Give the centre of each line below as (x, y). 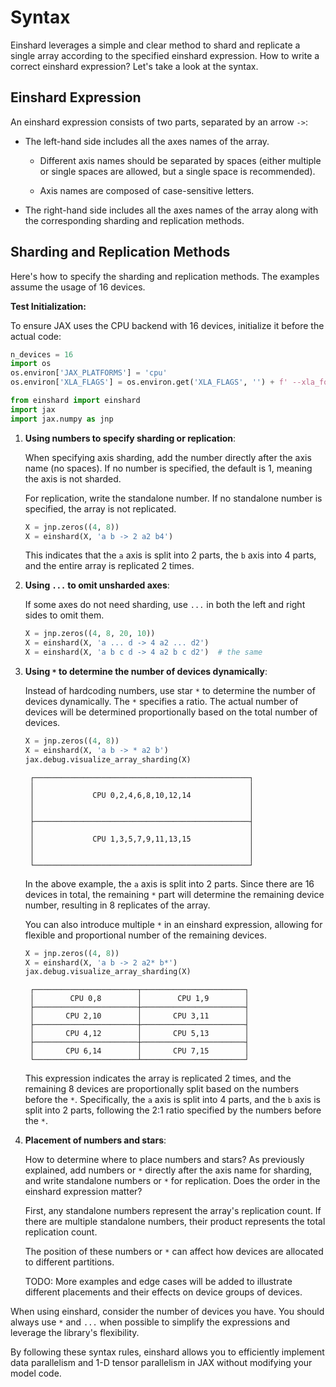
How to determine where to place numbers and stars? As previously (164, 1160)
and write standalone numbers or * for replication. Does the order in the (172, 1181)
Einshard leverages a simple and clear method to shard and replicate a (155, 45)
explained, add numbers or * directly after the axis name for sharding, (168, 1170)
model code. (36, 1373)
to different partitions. (69, 1262)
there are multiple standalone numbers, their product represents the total (175, 1222)
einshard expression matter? (83, 1192)
